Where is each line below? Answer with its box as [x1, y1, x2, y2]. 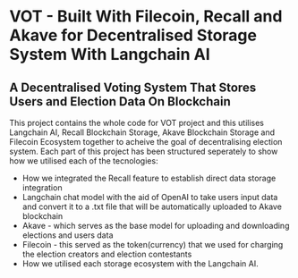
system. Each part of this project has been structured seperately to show [9, 146, 278, 156]
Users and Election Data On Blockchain [9, 94, 231, 109]
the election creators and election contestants [21, 249, 192, 259]
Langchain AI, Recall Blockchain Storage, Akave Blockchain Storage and [9, 127, 276, 138]
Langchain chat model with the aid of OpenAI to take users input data [21, 192, 278, 202]
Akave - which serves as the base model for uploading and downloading [21, 221, 290, 231]
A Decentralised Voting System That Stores [9, 80, 257, 95]
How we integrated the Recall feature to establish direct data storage [21, 173, 277, 183]
